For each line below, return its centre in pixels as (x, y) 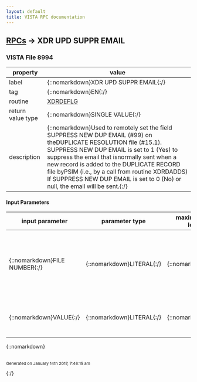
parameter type (124, 221)
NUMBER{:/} (26, 268)
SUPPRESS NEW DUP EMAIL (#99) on (99, 135)
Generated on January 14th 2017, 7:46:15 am (48, 364)
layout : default (26, 11)
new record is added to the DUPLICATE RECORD (113, 165)
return (18, 111)
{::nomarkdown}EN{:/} (77, 92)
